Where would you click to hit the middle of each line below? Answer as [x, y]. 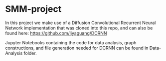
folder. [30, 53]
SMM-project [33, 9]
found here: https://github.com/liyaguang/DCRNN [56, 33]
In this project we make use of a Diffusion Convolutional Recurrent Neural [81, 23]
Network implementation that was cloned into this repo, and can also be [79, 28]
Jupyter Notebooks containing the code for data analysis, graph [71, 42]
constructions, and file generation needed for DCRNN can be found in [77, 48]
